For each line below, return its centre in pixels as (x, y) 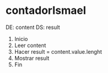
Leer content (30, 45)
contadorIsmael (46, 11)
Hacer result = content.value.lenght (58, 51)
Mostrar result (32, 58)
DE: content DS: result (33, 27)
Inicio (21, 39)
